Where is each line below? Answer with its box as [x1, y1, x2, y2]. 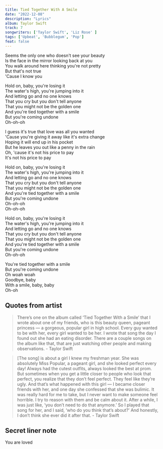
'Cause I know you [5, 73, 42, 79]
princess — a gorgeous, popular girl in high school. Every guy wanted [17, 325, 158, 331]
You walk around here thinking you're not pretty [5, 63, 101, 69]
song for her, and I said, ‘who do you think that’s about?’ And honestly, [17, 407, 159, 413]
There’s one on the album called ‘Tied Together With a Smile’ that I [17, 314, 151, 320]
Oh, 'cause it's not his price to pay [5, 149, 74, 155]
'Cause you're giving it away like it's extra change [5, 134, 105, 140]
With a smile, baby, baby [5, 282, 55, 288]
